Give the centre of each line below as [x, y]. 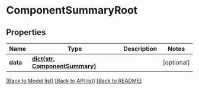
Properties [26, 32]
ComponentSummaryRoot [72, 10]
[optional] [176, 62]
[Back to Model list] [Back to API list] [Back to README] [74, 81]
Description [140, 49]
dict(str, [43, 59]
